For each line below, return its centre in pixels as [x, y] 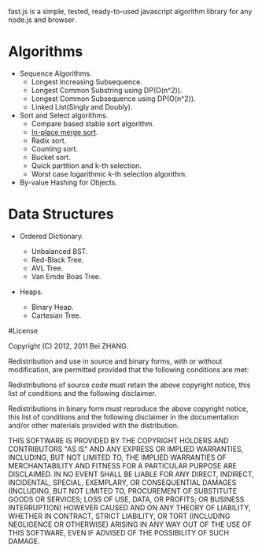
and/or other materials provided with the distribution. [94, 425]
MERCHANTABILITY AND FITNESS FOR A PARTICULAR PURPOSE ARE [123, 465]
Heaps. [31, 292]
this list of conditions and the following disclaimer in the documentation [124, 416]
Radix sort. [49, 140]
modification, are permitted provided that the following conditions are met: [129, 369]
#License [23, 330]
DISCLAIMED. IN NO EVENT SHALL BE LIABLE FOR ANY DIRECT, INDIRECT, [131, 474]
